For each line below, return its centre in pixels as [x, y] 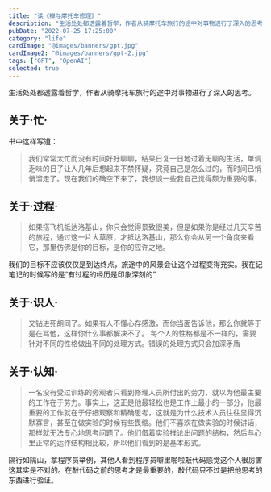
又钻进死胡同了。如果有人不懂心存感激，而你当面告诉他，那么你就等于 [145, 323]
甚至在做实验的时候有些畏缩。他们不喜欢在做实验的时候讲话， [159, 423]
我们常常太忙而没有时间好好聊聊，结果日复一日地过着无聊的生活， [138, 158]
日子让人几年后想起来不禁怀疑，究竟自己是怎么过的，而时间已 [152, 168]
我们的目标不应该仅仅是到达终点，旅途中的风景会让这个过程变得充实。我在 [132, 265]
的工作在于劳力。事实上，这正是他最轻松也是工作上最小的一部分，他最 [145, 402]
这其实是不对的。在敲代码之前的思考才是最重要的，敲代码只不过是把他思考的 [135, 470]
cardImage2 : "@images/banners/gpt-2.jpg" [79, 53]
